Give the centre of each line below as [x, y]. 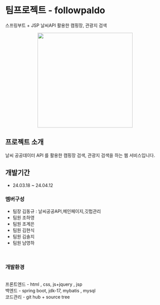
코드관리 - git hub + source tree [37, 297]
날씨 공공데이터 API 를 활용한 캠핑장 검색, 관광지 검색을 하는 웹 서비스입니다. [80, 155]
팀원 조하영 [24, 217]
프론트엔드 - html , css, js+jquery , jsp [44, 284]
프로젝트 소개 [25, 142]
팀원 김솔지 [24, 236]
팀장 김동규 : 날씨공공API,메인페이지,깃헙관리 [57, 211]
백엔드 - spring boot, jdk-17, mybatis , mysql [50, 291]
